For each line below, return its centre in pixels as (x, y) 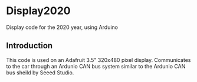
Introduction (29, 46)
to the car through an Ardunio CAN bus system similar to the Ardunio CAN (96, 66)
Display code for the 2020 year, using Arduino (62, 27)
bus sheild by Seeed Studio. (40, 73)
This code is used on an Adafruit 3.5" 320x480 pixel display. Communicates (98, 60)
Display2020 (38, 11)
